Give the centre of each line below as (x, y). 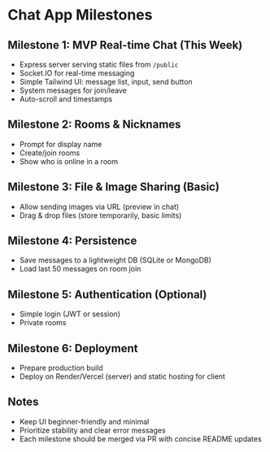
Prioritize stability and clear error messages (92, 430)
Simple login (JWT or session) (70, 314)
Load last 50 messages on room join (80, 269)
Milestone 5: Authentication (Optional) (107, 294)
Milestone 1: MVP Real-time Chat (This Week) (125, 45)
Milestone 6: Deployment (73, 348)
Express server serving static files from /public (99, 64)
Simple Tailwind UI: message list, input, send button (106, 82)
